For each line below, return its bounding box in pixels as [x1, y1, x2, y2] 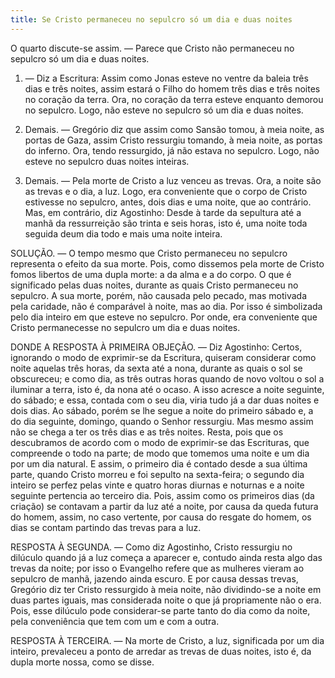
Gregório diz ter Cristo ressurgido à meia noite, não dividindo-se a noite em [10, 583, 322, 595]
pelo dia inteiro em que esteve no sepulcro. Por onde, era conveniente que [10, 311, 318, 323]
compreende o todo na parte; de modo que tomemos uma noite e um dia [10, 447, 310, 459]
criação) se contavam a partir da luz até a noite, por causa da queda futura [10, 500, 319, 512]
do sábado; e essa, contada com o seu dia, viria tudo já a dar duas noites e [10, 394, 320, 406]
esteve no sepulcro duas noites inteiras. [24, 155, 190, 167]
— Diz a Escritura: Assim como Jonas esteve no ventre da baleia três [24, 72, 309, 84]
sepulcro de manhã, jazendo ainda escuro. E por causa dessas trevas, [10, 572, 299, 585]
